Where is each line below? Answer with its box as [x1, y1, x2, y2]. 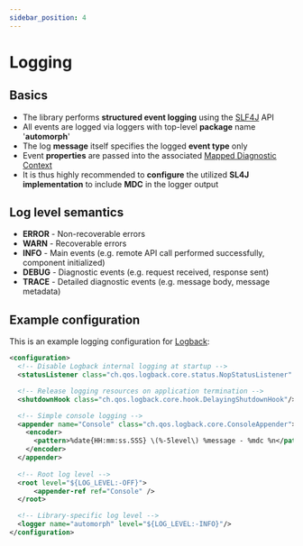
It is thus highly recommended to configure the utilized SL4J [22, 168, 250, 180]
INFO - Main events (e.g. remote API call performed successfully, [22, 248, 265, 259]
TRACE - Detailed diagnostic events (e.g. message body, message [22, 277, 271, 287]
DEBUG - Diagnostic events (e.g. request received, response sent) [22, 267, 270, 278]
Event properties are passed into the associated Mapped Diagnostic [22, 150, 277, 160]
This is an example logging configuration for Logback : [9, 336, 210, 347]
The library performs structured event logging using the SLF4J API [22, 112, 275, 123]
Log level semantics [9, 205, 124, 221]
